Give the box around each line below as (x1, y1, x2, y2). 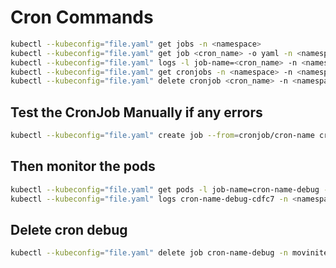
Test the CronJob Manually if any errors (10, 104, 263, 121)
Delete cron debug (10, 221, 128, 238)
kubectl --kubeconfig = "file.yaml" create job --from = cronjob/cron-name (10, 131, 315, 141)
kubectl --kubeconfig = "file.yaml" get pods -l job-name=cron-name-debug (10, 184, 320, 195)
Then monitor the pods (10, 158, 156, 175)
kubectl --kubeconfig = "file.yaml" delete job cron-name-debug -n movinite (10, 248, 329, 258)
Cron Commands (10, 6, 154, 29)
